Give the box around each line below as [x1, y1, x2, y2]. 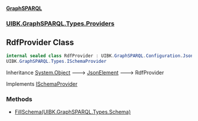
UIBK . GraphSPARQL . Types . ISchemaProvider [6, 59, 107, 65]
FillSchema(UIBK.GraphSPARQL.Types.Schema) [14, 109, 131, 116]
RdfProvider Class [6, 37, 74, 47]
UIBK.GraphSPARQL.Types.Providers [6, 19, 115, 28]
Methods [6, 95, 32, 103]
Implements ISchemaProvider [6, 80, 78, 88]
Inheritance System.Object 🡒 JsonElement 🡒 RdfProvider [6, 69, 164, 76]
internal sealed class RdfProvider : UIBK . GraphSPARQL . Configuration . [6, 53, 183, 59]
